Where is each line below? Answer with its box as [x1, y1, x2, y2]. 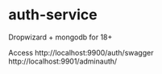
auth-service [8, 6, 98, 24]
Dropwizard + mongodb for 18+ [8, 32, 113, 42]
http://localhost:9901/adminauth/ [8, 56, 118, 66]
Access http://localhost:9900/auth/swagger [8, 47, 154, 57]
